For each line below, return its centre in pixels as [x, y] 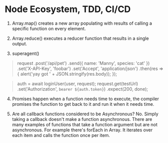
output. [19, 43]
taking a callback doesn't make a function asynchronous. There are [82, 119]
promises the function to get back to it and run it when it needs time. [83, 104]
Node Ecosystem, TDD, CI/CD [68, 9]
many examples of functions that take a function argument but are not [85, 124]
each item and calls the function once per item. [61, 135]
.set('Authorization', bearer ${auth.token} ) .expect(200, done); [82, 89]
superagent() [26, 53]
